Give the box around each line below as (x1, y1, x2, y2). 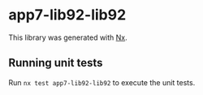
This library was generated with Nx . (8, 32, 127, 42)
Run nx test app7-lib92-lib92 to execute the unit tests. (8, 77, 196, 87)
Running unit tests (8, 56, 103, 70)
